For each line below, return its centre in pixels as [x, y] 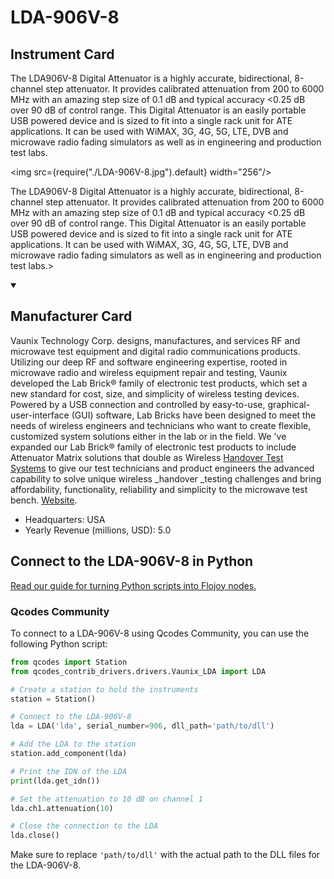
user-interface [40, 415]
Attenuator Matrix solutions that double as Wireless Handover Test [147, 457]
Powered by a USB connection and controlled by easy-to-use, [138, 404]
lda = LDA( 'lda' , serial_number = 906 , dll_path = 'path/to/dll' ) [142, 726]
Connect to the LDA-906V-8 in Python [132, 561]
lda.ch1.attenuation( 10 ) [62, 808]
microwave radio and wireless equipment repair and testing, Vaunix [149, 372]
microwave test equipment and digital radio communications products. [155, 351]
